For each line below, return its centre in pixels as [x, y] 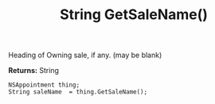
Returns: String [34, 71]
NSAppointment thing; [44, 85]
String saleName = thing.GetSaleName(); [78, 92]
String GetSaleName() [134, 15]
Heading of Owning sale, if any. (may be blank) [85, 55]
